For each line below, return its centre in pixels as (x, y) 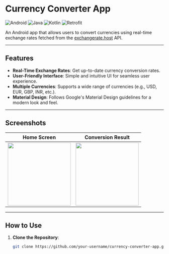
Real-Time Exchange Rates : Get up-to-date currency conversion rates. (86, 70)
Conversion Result (107, 137)
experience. (25, 81)
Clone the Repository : (36, 237)
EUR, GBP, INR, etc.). (34, 92)
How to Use (24, 225)
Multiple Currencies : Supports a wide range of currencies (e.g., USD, (84, 87)
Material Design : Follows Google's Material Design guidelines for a (82, 97)
